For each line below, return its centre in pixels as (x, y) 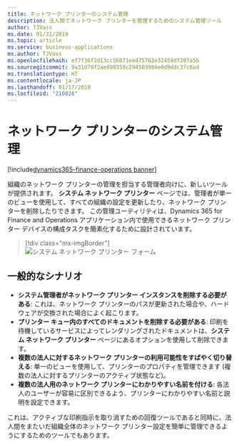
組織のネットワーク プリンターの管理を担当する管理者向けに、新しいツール (118, 184)
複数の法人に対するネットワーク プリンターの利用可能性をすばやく (116, 357)
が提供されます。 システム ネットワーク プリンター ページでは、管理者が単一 (119, 193)
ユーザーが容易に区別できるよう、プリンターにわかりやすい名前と (127, 393)
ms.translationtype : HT (43, 74)
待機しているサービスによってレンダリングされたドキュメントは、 (115, 330)
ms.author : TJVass (35, 54)
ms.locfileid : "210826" (43, 94)
